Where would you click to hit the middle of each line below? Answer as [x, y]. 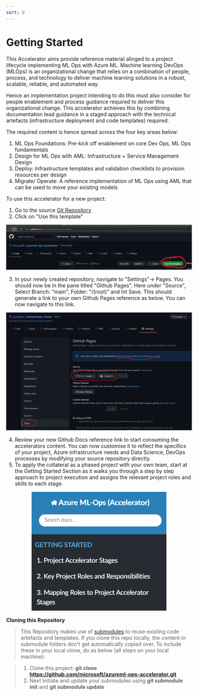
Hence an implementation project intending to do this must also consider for [98, 95]
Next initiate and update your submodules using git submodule [106, 680]
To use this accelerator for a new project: [56, 198]
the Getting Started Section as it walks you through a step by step [94, 471]
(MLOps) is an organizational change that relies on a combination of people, [98, 71]
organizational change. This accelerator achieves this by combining [88, 108]
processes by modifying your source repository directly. [83, 458]
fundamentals [31, 149]
